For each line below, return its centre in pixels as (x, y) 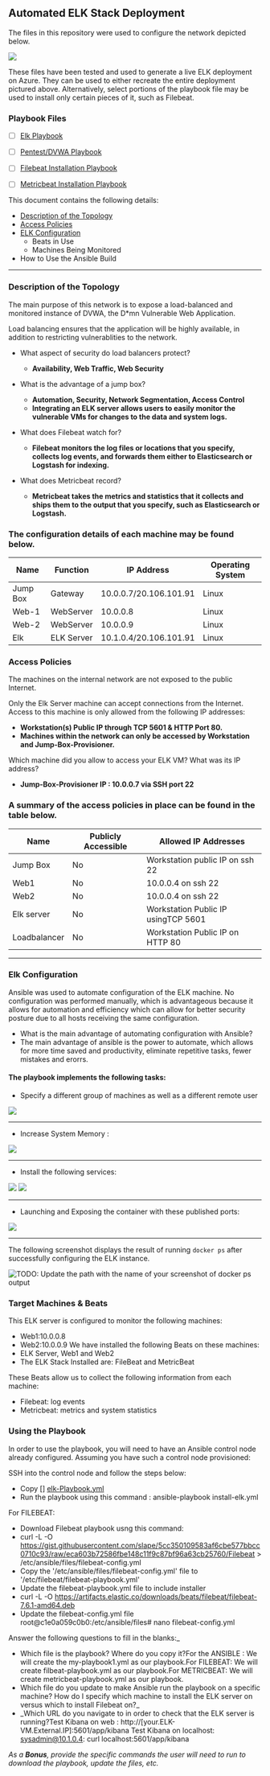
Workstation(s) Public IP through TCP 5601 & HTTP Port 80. (121, 728)
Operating (230, 565)
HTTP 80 (164, 942)
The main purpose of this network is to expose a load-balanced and (121, 304)
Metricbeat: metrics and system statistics (88, 1410)
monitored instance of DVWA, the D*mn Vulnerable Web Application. (122, 313)
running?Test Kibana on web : (69, 1721)
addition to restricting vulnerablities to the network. (93, 337)
